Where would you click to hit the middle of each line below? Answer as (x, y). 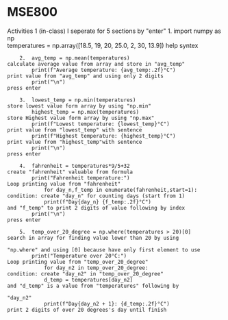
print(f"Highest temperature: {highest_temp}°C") (104, 136)
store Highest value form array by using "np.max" (81, 118)
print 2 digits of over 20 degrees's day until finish (87, 310)
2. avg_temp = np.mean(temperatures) (75, 58)
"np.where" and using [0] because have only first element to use (104, 250)
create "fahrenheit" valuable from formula (70, 172)
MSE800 (33, 12)
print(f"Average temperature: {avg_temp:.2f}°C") (104, 70)
